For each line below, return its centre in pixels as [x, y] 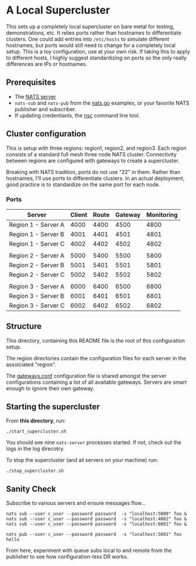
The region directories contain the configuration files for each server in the [96, 358]
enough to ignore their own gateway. [50, 388]
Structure [24, 326]
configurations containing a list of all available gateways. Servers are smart [97, 382]
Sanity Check [31, 489]
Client [79, 215]
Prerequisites [31, 83]
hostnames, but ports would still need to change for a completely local [91, 45]
